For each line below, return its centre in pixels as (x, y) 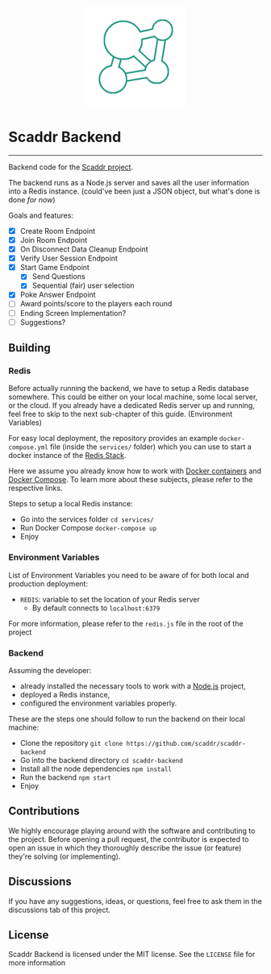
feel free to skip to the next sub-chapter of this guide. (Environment (121, 414)
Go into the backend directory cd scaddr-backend (101, 760)
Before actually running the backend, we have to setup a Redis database (129, 389)
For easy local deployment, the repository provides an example (113, 439)
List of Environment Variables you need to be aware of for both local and (129, 575)
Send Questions (59, 277)
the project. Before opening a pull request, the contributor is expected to (129, 839)
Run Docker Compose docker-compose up (88, 528)
